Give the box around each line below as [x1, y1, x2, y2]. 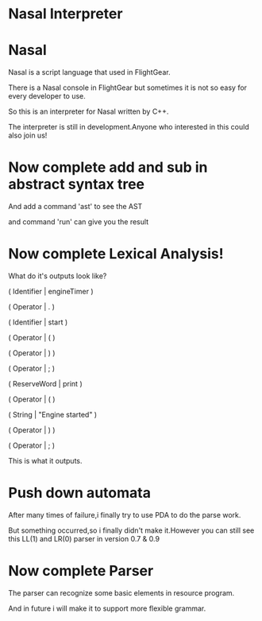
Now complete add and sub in [8, 158, 208, 177]
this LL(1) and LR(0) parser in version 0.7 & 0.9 [8, 534, 160, 543]
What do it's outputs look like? [8, 271, 107, 281]
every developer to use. [8, 91, 86, 101]
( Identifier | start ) [8, 317, 68, 327]
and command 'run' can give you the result [8, 217, 149, 227]
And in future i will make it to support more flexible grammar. [8, 604, 206, 613]
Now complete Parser [8, 562, 154, 580]
